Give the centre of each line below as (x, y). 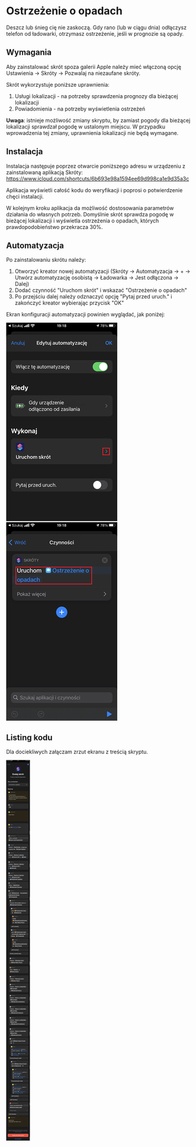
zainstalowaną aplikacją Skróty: (44, 172)
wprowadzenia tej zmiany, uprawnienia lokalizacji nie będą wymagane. (92, 133)
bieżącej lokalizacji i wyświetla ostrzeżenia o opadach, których (83, 221)
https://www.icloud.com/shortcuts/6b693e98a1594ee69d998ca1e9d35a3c (98, 178)
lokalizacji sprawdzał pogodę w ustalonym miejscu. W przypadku (86, 127)
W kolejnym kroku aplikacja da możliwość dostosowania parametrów (90, 208)
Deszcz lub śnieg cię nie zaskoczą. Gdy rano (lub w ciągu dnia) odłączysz (97, 27)
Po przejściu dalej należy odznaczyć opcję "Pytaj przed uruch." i (93, 297)
